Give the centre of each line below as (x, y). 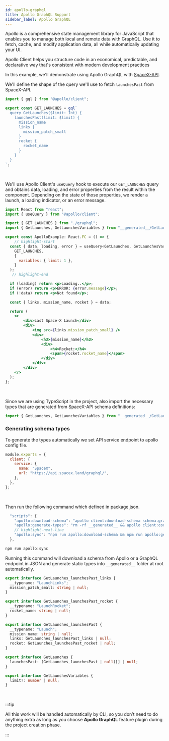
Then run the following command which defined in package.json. (72, 507)
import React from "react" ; (35, 209)
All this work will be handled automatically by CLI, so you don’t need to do (82, 714)
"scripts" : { (23, 516)
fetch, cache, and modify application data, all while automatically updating (82, 44)
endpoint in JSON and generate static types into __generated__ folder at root (84, 563)
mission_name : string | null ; (41, 634)
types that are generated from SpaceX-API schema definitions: (70, 407)
